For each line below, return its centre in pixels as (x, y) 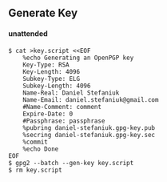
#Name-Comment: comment (62, 107)
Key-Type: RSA (46, 65)
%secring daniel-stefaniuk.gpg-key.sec (89, 135)
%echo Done (41, 149)
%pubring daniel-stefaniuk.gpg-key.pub (89, 127)
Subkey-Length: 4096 (57, 86)
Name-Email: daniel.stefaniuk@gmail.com (91, 99)
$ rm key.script (35, 170)
